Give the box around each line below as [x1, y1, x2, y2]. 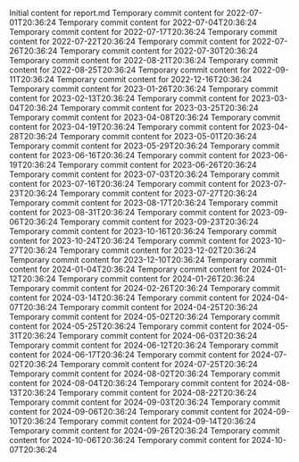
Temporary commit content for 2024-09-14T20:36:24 [57, 416, 256, 426]
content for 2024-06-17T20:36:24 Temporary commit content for [9, 349, 250, 360]
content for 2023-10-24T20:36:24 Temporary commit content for [9, 236, 250, 246]
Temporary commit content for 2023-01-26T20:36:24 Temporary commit [9, 84, 278, 94]
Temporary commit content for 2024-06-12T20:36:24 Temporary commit [9, 340, 279, 350]
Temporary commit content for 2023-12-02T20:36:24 [59, 245, 257, 256]
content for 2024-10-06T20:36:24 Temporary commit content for [9, 435, 250, 445]
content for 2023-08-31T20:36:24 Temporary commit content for [9, 207, 250, 217]
